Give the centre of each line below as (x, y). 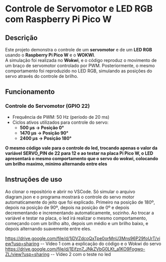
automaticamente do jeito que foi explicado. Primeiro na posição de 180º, (80, 202)
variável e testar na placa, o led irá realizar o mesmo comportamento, (76, 218)
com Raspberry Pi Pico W (58, 19)
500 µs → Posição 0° (42, 127)
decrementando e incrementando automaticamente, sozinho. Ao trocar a (80, 213)
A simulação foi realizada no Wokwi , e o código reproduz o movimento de (81, 60)
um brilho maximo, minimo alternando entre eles (56, 164)
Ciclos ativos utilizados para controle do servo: (60, 122)
